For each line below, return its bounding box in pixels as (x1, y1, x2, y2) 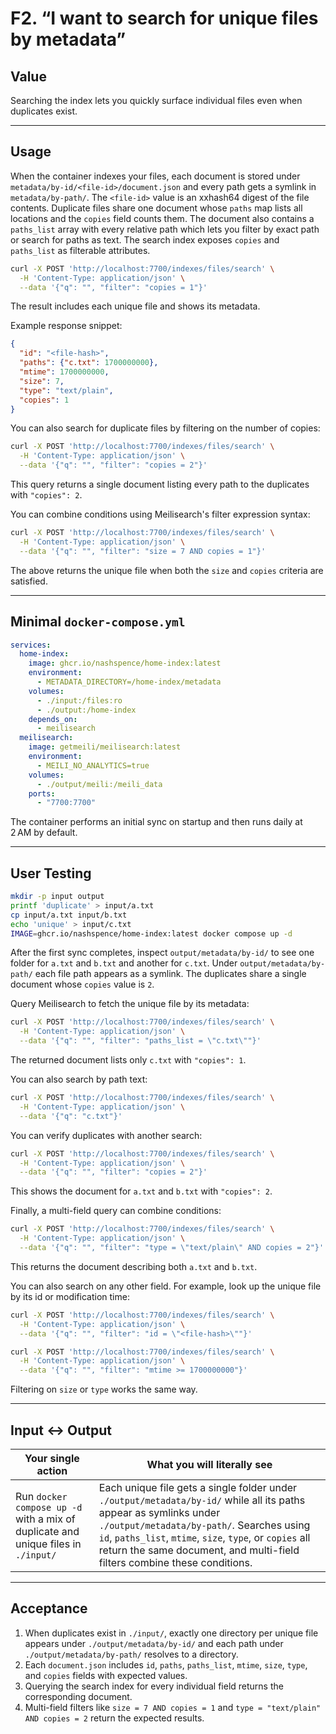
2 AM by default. (10, 827, 78, 839)
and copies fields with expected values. (24, 1669, 188, 1681)
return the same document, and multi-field (98, 1543, 300, 1557)
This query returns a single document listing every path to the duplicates (10, 478, 310, 491)
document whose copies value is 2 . (10, 978, 155, 991)
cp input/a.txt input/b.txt (10, 910, 128, 920)
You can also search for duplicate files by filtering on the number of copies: (10, 422, 321, 434)
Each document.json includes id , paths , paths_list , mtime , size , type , (24, 1658, 308, 1671)
